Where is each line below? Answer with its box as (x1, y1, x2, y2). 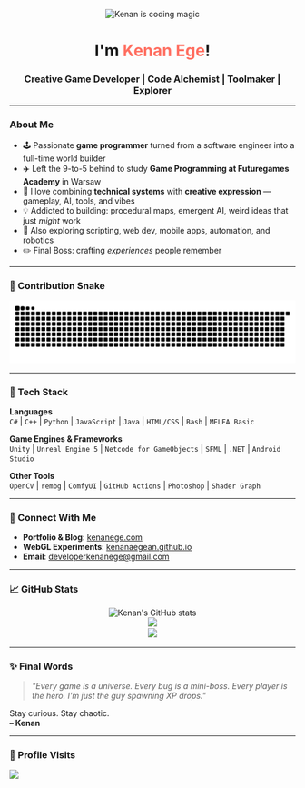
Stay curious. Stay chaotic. (9, 708, 110, 719)
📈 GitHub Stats (9, 583, 79, 595)
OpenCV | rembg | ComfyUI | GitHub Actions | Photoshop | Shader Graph (9, 480, 261, 491)
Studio (9, 454, 34, 464)
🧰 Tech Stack (9, 385, 69, 398)
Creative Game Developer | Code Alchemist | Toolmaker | (24, 73, 281, 85)
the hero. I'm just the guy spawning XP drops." (31, 691, 207, 702)
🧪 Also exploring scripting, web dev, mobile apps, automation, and (22, 224, 271, 235)
